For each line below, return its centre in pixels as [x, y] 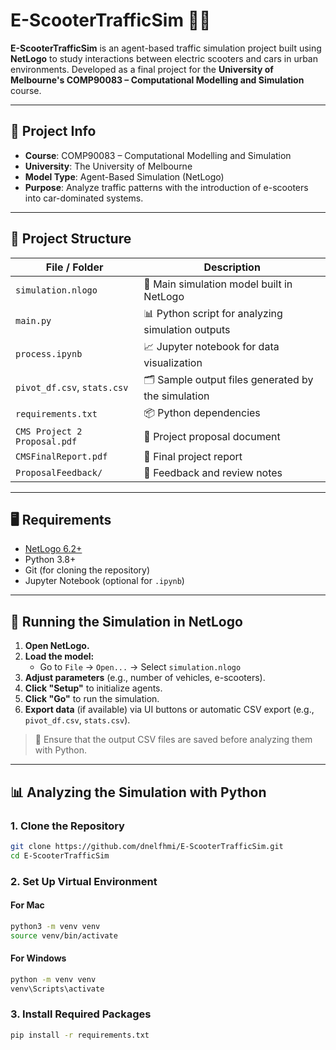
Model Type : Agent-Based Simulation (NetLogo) [124, 176]
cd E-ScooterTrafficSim [60, 855]
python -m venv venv [53, 979]
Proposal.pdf [46, 441]
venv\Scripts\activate [57, 989]
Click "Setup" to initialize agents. [93, 688]
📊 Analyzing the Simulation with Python [138, 792]
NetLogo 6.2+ [53, 549]
